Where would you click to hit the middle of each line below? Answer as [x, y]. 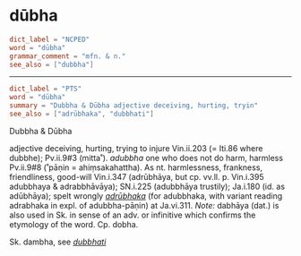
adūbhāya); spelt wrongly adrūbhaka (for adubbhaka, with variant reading [146, 196]
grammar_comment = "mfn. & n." [68, 56]
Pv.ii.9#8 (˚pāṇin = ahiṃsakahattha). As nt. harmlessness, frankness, [136, 167]
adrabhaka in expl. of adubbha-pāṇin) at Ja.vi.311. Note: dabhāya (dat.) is [144, 205]
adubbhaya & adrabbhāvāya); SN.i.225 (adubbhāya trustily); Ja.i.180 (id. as [147, 186]
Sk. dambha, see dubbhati [58, 242]
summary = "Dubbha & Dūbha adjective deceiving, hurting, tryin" [133, 106]
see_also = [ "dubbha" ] [52, 64]
